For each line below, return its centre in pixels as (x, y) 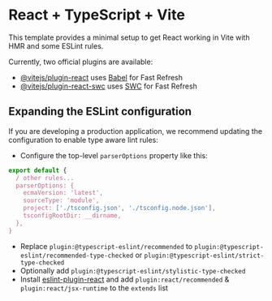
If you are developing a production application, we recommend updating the (135, 131)
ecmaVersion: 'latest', (63, 193)
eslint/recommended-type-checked (77, 256)
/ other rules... (45, 178)
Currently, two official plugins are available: (81, 62)
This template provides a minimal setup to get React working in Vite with (129, 37)
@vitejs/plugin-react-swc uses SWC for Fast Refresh (108, 86)
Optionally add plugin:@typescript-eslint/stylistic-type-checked (133, 270)
